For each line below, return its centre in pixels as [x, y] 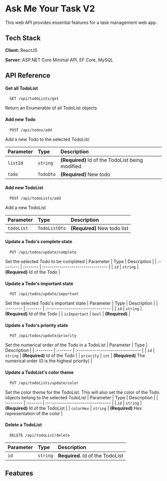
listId [15, 163]
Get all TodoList [22, 88]
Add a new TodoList [26, 207]
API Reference [28, 76]
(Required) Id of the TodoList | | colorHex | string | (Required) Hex [74, 408]
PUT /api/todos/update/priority [43, 336]
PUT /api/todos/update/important [44, 294]
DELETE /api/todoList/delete [40, 435]
